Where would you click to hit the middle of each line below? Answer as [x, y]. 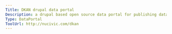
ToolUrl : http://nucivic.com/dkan [42, 24]
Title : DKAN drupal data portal [40, 10]
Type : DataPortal [24, 19]
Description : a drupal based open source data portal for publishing [81, 14]
